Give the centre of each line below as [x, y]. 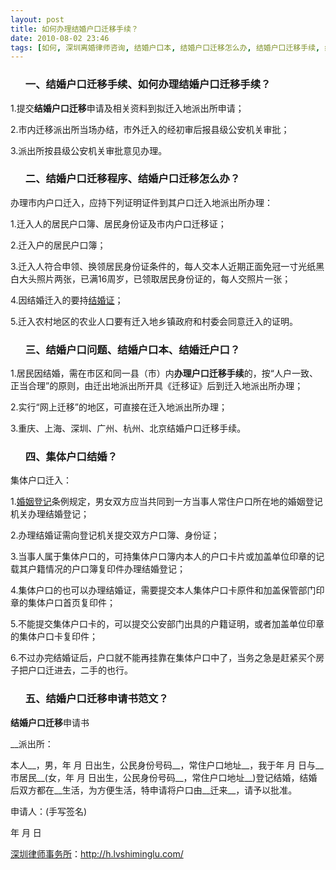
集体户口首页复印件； [71, 603]
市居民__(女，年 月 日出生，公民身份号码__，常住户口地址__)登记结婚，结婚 [164, 777]
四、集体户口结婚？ [71, 457]
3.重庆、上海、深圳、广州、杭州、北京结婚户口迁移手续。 [128, 428]
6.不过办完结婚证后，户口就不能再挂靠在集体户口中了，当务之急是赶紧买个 [163, 658]
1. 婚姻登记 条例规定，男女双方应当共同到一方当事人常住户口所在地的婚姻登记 [166, 502]
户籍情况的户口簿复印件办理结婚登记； [106, 569]
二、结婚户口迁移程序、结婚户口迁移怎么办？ [132, 179]
